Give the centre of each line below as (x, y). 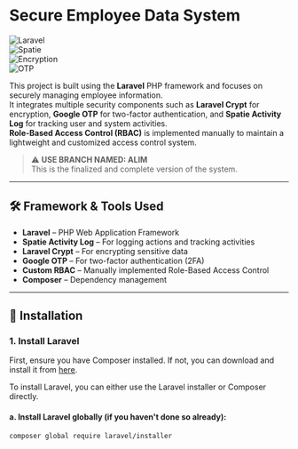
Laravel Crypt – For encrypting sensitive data (105, 251)
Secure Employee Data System (125, 16)
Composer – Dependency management (94, 279)
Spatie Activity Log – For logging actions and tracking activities (138, 242)
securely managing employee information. (86, 95)
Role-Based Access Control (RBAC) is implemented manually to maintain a (147, 132)
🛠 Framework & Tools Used (86, 207)
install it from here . (43, 370)
